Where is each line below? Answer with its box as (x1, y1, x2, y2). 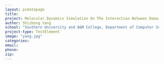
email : (5, 43, 19, 48)
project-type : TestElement (5, 29, 60, 34)
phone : (5, 47, 19, 52)
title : (5, 12, 19, 16)
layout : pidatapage (5, 7, 45, 12)
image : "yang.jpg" (5, 34, 42, 39)
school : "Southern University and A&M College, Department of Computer (5, 25, 154, 30)
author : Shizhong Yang (5, 20, 51, 26)
